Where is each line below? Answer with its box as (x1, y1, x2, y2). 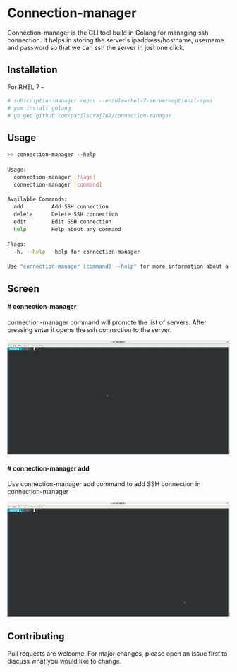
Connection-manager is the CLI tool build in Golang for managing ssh (7, 28, 209, 37)
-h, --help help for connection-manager (13, 248, 140, 255)
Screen (7, 283, 40, 295)
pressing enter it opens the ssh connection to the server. (7, 325, 172, 334)
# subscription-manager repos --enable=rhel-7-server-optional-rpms (7, 97, 213, 104)
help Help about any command (13, 225, 121, 232)
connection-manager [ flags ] (13, 173, 97, 181)
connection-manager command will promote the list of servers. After (7, 318, 207, 326)
